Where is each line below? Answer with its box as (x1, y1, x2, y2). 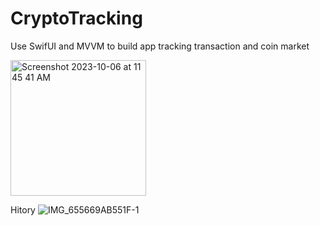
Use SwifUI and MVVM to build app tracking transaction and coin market (10, 40, 310, 52)
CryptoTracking (10, 7, 143, 30)
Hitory (10, 203, 36, 216)
